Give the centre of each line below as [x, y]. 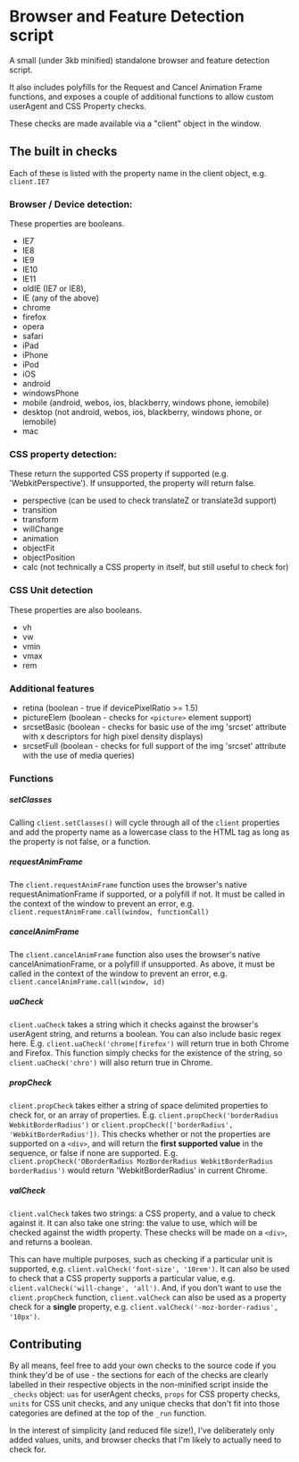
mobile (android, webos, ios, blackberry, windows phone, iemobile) [145, 403]
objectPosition [49, 557]
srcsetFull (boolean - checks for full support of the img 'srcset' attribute [154, 745]
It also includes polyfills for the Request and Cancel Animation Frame [136, 87]
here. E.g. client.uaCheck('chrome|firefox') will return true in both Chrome [149, 1043]
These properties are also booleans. [76, 609]
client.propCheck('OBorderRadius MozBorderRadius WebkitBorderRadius [141, 1161]
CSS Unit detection [51, 591]
